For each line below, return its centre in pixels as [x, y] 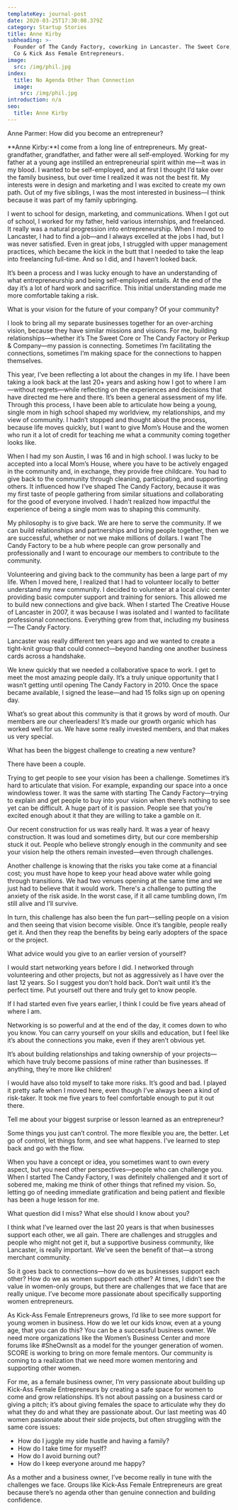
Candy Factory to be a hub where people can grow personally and [104, 545]
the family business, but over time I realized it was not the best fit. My [109, 177]
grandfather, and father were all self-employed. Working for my [137, 154]
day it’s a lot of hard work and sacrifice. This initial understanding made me [117, 288]
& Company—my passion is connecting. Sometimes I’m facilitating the [109, 345]
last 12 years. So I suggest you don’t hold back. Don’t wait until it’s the [109, 982]
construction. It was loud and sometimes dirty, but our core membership [113, 836]
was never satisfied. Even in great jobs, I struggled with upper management [118, 244]
